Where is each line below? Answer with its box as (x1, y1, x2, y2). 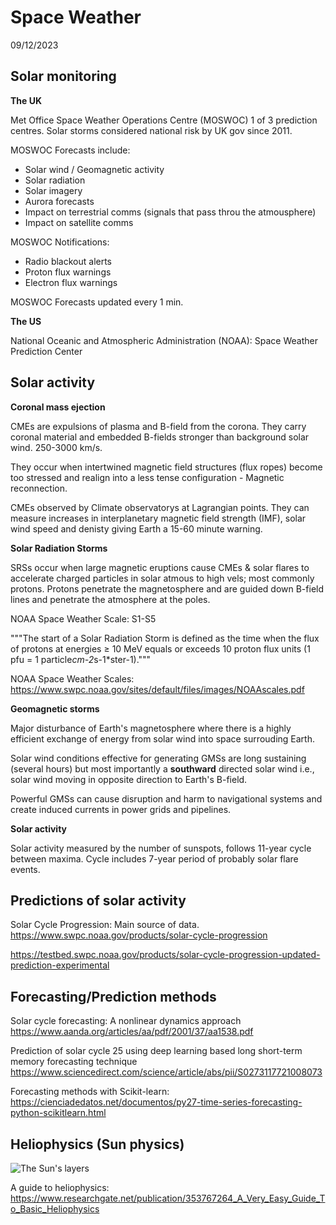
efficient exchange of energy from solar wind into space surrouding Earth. (10, 732, 315, 745)
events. (10, 863, 41, 875)
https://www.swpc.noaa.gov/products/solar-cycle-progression (10, 929, 268, 941)
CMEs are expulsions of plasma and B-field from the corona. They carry (10, 420, 307, 432)
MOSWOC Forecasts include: (10, 144, 131, 156)
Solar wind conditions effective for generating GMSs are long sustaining (10, 752, 307, 764)
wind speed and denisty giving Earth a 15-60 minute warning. (10, 522, 263, 535)
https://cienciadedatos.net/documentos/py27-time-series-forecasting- (10, 1096, 303, 1108)
